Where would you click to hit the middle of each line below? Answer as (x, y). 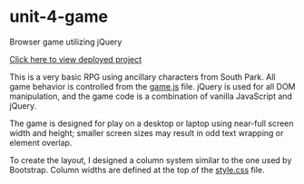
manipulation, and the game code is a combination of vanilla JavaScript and (151, 96)
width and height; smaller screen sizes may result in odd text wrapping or (147, 132)
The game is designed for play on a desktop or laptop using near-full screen (152, 123)
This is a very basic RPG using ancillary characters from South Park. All (142, 77)
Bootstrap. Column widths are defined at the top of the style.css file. (137, 169)
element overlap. (41, 142)
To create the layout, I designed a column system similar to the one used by (151, 160)
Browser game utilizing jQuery (66, 42)
